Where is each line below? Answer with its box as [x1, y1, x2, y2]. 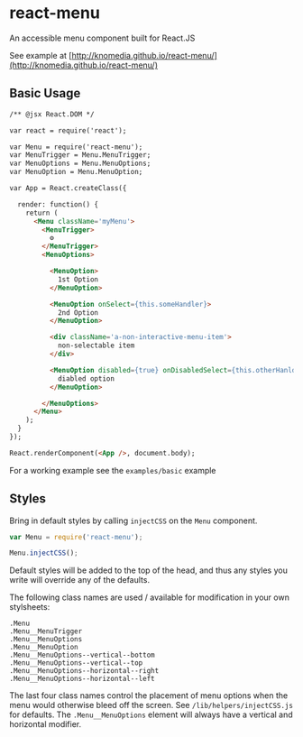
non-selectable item [57, 341, 135, 350]
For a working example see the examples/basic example [9, 465, 216, 475]
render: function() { [17, 199, 99, 209]
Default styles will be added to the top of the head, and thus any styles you [9, 565, 289, 576]
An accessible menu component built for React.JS [9, 32, 196, 43]
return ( [25, 208, 59, 217]
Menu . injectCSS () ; [9, 548, 78, 557]
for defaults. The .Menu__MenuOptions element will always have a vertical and [9, 709, 293, 720]
